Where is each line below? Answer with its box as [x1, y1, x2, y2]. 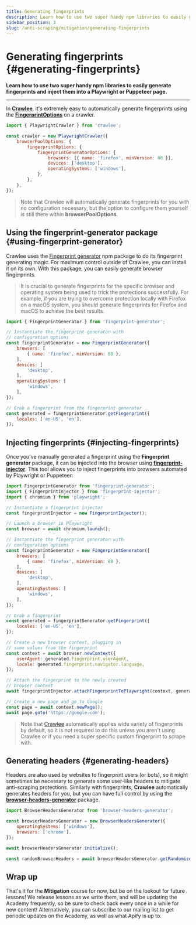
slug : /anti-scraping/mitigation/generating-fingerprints [6, 25, 150, 31]
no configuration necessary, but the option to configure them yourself [20, 204, 188, 211]
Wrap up [6, 872, 38, 882]
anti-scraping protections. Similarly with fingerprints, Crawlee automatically [6, 784, 188, 791]
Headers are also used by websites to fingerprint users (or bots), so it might [6, 772, 188, 779]
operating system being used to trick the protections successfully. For [20, 288, 189, 296]
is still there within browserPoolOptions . [20, 210, 118, 217]
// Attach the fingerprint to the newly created [6, 677, 127, 683]
